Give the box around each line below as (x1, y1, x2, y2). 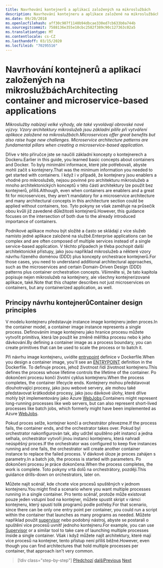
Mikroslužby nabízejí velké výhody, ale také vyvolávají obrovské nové (5, 121, 144, 127)
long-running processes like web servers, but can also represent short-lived (5, 401, 157, 406)
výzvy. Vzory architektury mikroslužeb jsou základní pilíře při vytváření (5, 127, 147, 132)
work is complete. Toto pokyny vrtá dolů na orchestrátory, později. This (5, 467, 147, 472)
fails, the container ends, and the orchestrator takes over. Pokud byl (5, 425, 141, 431)
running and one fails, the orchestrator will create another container (5, 446, 140, 452)
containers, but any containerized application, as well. (5, 284, 113, 290)
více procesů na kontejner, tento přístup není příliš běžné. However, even (5, 538, 149, 544)
